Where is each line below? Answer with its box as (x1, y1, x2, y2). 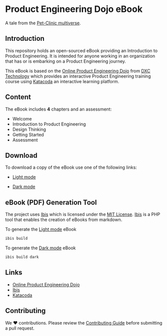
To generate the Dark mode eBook (5, 245, 76, 251)
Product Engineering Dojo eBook (5, 3, 143, 15)
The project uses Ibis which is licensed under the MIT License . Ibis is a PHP (5, 212, 161, 218)
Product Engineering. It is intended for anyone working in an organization (5, 53, 156, 59)
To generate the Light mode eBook (5, 226, 76, 232)
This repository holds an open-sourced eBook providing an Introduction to (5, 47, 158, 53)
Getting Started (12, 131, 44, 137)
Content (5, 93, 31, 102)
